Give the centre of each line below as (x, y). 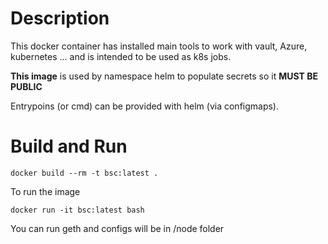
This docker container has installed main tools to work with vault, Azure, (159, 46)
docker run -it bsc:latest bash (77, 210)
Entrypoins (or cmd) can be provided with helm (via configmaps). (145, 106)
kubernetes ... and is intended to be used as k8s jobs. (121, 56)
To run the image (45, 191)
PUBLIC (26, 86)
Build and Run (69, 146)
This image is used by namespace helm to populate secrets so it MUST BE (164, 76)
